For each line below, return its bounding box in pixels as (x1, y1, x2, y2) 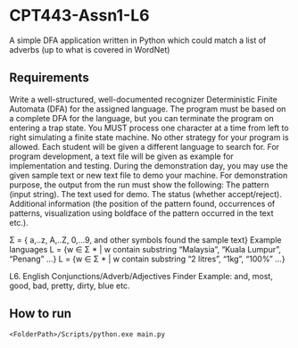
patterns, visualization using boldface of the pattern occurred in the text (9, 207, 274, 219)
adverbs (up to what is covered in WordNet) (9, 44, 170, 54)
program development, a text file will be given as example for (9, 151, 234, 162)
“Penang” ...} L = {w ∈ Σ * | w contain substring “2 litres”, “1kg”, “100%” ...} (9, 253, 286, 264)
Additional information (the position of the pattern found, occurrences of (9, 198, 276, 209)
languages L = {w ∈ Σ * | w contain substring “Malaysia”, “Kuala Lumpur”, (9, 244, 281, 254)
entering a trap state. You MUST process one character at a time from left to (9, 122, 289, 133)
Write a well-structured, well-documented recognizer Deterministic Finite (9, 94, 278, 104)
